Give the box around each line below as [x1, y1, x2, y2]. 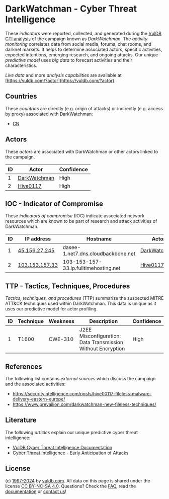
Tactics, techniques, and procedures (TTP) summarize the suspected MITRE [5, 295, 164, 301]
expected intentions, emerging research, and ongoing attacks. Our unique [5, 51, 158, 58]
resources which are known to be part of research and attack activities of [5, 218, 157, 224]
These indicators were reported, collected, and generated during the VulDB [5, 30, 162, 36]
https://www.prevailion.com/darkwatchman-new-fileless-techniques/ [12, 401, 156, 407]
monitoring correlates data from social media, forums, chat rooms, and [5, 41, 152, 47]
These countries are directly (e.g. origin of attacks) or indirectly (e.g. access [5, 105, 163, 111]
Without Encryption [79, 345, 125, 352]
